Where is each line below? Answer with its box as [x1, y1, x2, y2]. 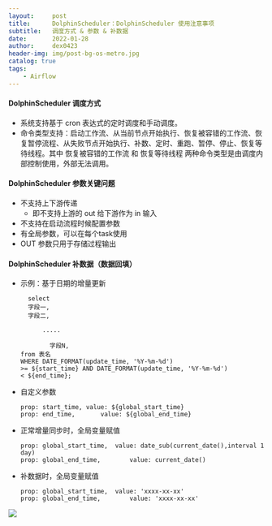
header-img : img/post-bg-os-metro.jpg [8, 50, 140, 58]
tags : [8, 65, 27, 73]
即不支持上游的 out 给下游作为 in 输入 [32, 209, 158, 218]
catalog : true [8, 58, 57, 66]
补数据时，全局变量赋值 [19, 472, 99, 481]
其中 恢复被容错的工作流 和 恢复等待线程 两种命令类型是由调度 [48, 148, 257, 158]
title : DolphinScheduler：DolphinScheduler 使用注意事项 [8, 19, 215, 28]
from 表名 [19, 351, 51, 359]
